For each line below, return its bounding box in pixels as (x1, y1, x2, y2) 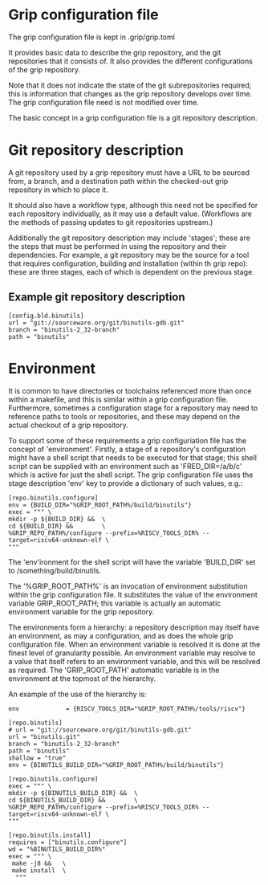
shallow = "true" (8, 753, 67, 762)
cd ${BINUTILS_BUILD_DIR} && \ (8, 796, 138, 804)
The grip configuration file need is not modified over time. (8, 97, 199, 107)
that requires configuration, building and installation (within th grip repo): (8, 259, 249, 268)
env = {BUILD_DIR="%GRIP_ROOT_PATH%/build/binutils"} (8, 500, 193, 509)
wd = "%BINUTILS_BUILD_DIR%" (8, 845, 106, 853)
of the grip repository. (8, 64, 80, 74)
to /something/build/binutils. (8, 565, 102, 575)
